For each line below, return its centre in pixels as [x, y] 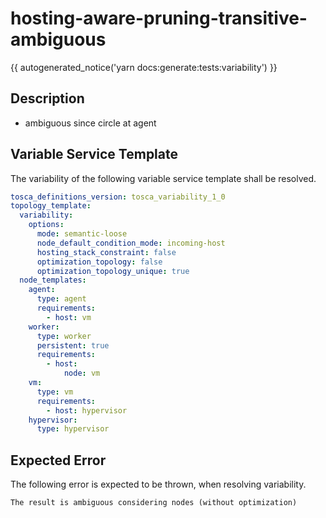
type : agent [61, 299]
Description [47, 98]
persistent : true [73, 345]
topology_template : [51, 206]
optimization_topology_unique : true [113, 271]
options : [46, 225]
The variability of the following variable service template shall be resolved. [163, 178]
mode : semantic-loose [82, 234]
